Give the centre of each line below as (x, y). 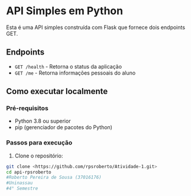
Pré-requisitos (27, 108)
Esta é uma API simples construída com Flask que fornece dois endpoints (96, 27)
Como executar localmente (57, 91)
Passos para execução (39, 143)
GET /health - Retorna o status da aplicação (68, 66)
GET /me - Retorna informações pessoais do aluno (75, 73)
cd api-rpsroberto (29, 172)
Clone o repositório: (39, 156)
